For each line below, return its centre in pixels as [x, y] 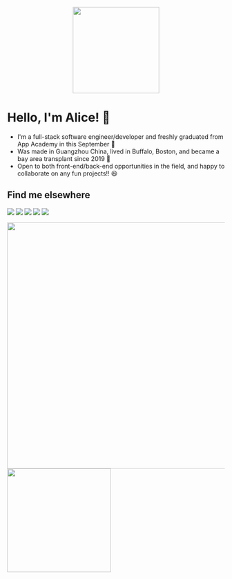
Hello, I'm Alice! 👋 [59, 118]
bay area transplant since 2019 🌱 [64, 158]
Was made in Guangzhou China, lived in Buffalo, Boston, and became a [118, 151]
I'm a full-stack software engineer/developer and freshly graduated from [120, 136]
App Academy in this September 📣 [66, 144]
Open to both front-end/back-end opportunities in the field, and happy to [121, 166]
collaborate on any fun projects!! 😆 [67, 173]
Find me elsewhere [49, 195]
